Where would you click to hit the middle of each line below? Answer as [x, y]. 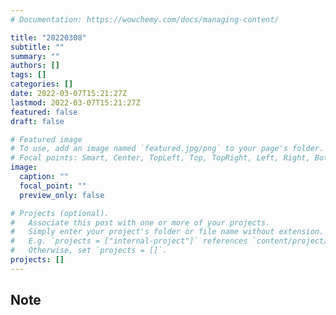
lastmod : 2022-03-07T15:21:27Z [75, 102]
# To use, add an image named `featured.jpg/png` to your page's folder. [167, 149]
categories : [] [42, 84]
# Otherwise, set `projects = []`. [89, 251]
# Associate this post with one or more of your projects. [140, 222]
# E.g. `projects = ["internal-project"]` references [129, 241]
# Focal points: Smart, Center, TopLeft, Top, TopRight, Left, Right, [160, 158]
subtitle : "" [37, 47]
